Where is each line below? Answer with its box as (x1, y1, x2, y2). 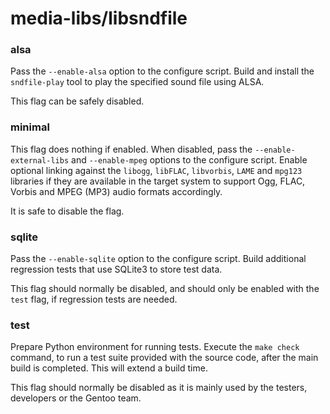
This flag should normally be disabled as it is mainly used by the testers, (10, 382, 308, 394)
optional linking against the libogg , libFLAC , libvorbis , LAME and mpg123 (10, 164, 303, 176)
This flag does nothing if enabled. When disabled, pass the (10, 143, 253, 155)
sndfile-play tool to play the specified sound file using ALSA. (10, 76, 265, 88)
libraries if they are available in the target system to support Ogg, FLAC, (10, 175, 306, 187)
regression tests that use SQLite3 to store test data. (10, 263, 223, 276)
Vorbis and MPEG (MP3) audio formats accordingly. (10, 185, 223, 197)
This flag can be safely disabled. (10, 95, 145, 107)
